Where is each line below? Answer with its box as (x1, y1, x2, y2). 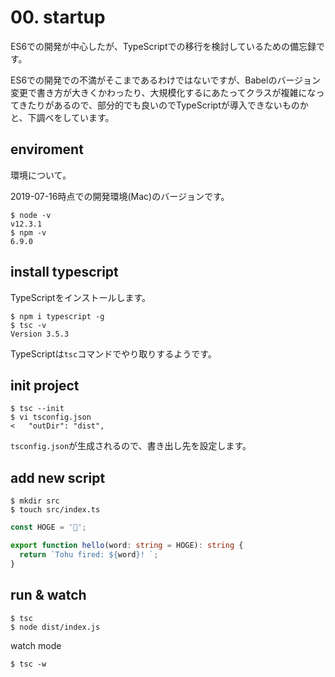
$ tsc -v (10, 320, 47, 330)
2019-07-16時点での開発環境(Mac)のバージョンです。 (10, 190, 230, 202)
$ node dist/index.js (10, 622, 101, 632)
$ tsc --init (10, 404, 65, 414)
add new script (10, 469, 106, 486)
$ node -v (10, 210, 52, 220)
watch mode (10, 639, 62, 651)
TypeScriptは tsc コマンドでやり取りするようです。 (10, 347, 217, 360)
